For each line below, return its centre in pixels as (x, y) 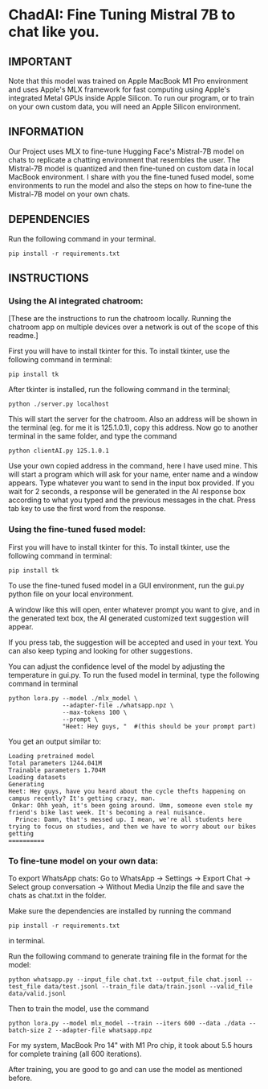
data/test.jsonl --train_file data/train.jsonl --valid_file (148, 986)
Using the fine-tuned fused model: (77, 530)
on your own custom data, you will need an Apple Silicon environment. (125, 107)
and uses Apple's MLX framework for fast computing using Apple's (119, 89)
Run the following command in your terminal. (82, 238)
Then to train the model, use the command (79, 1009)
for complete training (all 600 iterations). (75, 1054)
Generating (26, 784)
